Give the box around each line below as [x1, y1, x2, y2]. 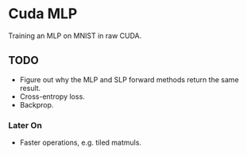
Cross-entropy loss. [19, 92, 85, 101]
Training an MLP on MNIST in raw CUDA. [8, 31, 142, 40]
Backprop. [19, 100, 54, 109]
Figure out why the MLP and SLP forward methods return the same [19, 74, 240, 84]
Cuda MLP [8, 5, 78, 23]
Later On [8, 119, 42, 130]
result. [19, 83, 41, 93]
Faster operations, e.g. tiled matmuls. [19, 138, 141, 147]
